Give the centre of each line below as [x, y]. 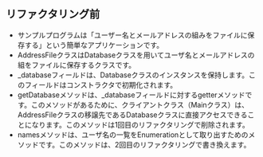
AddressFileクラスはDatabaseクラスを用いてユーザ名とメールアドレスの [136, 55]
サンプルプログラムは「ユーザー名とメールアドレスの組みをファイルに [132, 35]
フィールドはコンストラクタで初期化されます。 [101, 84]
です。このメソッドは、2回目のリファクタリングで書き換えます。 [145, 144]
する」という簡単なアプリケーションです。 [94, 45]
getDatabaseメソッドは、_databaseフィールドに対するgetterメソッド [131, 95]
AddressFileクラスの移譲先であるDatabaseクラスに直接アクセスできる [132, 115]
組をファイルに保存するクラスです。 [77, 65]
